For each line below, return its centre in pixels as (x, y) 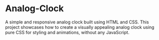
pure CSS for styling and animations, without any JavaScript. (67, 32)
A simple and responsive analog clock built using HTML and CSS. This (77, 22)
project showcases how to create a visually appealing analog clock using (80, 27)
